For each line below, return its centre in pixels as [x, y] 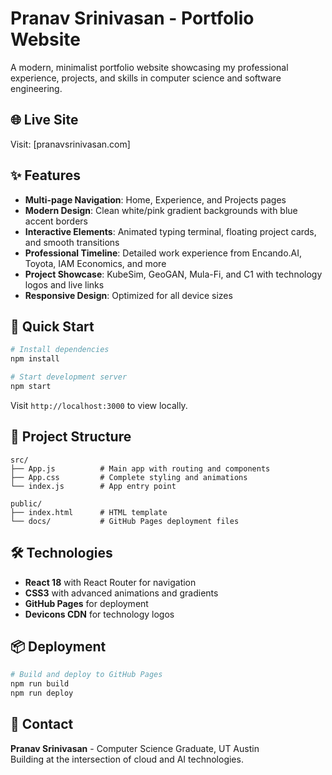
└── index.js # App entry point [93, 486]
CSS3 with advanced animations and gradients [121, 593]
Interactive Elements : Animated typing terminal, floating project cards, [170, 231]
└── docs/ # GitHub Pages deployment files [125, 521]
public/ [26, 503]
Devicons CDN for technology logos [99, 614]
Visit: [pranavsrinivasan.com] [70, 144]
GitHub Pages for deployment [86, 603]
